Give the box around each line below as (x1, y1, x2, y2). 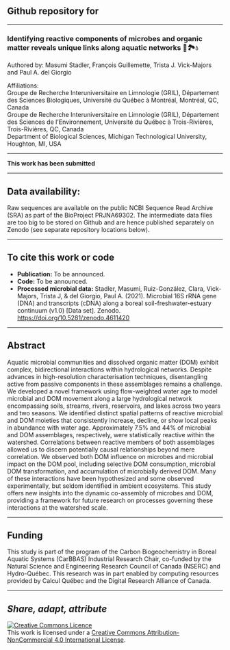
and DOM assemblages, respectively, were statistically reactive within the (7, 430, 215, 439)
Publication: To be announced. (16, 270, 105, 278)
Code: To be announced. (16, 277, 88, 285)
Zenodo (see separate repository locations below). (7, 225, 150, 233)
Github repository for (7, 5, 99, 17)
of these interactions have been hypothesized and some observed (7, 474, 194, 482)
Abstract (7, 340, 46, 352)
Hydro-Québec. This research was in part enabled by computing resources (7, 569, 219, 577)
